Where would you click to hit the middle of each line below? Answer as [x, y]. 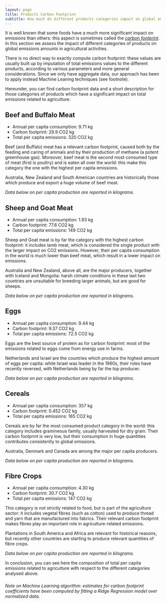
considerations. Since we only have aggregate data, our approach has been [82, 74]
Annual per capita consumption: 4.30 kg [53, 488]
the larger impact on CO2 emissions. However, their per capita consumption [82, 250]
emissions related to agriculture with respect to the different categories [78, 568]
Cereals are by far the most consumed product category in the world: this [80, 426]
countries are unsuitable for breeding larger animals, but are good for [76, 281]
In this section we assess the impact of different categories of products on [81, 43]
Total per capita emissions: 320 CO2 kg [52, 137]
